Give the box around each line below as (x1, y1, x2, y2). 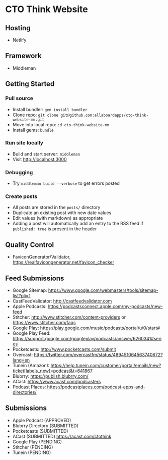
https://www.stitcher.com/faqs (12, 320, 76, 326)
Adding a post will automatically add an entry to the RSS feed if (12, 221, 143, 227)
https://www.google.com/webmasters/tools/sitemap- (48, 287, 158, 293)
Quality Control (5, 240, 54, 249)
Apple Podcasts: (12, 303, 47, 310)
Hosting (5, 24, 31, 32)
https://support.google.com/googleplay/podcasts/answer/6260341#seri (12, 336, 162, 342)
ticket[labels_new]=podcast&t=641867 (12, 368, 93, 374)
